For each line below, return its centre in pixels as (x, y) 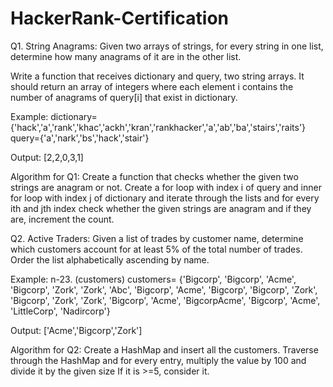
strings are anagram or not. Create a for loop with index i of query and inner (166, 187)
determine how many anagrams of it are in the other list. (126, 56)
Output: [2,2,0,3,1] (47, 157)
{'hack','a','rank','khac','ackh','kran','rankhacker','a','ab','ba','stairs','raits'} (158, 127)
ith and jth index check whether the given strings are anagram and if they (161, 208)
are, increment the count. (62, 219)
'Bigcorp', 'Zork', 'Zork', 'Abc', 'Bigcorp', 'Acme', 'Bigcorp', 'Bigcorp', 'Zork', (164, 289)
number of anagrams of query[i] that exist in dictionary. (124, 97)
